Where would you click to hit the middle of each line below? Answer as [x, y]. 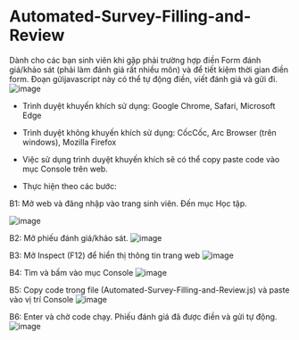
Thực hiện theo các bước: [70, 186]
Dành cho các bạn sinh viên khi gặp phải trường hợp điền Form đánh [135, 60]
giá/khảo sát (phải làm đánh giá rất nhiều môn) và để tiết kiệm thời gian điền [149, 70]
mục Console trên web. [65, 169]
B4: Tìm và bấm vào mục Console [71, 272]
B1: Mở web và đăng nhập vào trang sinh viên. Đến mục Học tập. [128, 203]
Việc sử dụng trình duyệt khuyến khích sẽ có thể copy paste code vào [151, 159]
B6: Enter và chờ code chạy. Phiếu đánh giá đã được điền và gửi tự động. [143, 316]
